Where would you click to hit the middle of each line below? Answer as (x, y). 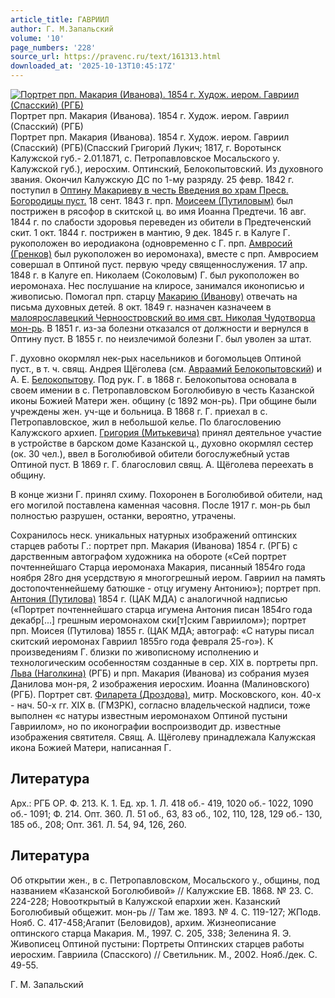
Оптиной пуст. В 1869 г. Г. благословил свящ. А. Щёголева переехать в (162, 464)
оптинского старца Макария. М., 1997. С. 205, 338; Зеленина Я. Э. (151, 933)
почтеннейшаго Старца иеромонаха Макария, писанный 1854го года (158, 567)
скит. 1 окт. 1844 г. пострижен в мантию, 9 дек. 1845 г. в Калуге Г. (150, 232)
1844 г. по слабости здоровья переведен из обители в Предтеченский (161, 222)
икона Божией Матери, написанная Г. (91, 747)
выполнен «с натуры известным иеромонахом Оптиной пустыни (149, 715)
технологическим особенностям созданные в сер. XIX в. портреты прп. (164, 662)
